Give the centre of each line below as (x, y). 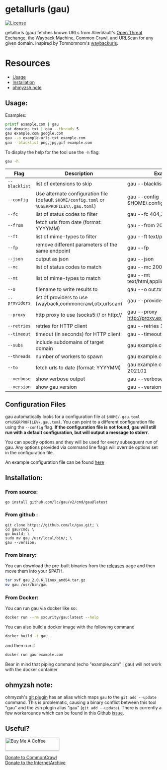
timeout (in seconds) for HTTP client (78, 334)
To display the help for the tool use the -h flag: (53, 152)
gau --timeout (145, 334)
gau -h (12, 162)
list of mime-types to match (68, 278)
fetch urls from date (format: (69, 222)
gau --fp (138, 248)
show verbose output (60, 379)
